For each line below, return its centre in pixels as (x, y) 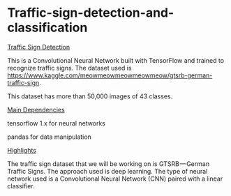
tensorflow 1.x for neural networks (57, 123)
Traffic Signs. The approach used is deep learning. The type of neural (107, 171)
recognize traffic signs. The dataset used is (69, 68)
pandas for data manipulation (50, 137)
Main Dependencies (36, 110)
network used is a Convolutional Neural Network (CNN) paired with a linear (115, 179)
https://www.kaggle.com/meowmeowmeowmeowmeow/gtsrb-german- (110, 75)
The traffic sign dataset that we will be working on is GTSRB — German (109, 164)
